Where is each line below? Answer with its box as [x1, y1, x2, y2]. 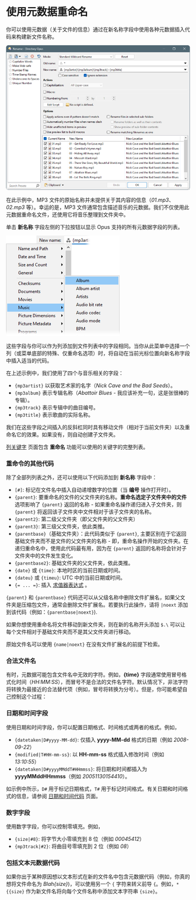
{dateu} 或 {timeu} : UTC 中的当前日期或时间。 [14, 574, 126, 581]
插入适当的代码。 [10, 357, 52, 364]
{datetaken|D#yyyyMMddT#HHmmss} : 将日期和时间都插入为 [14, 765, 148, 772]
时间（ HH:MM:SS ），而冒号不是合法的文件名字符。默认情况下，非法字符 [16, 679, 188, 686]
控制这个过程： [10, 693, 47, 700]
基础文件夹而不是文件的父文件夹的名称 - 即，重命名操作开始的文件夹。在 [14, 537, 189, 545]
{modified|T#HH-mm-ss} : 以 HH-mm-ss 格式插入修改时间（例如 [14, 751, 164, 758]
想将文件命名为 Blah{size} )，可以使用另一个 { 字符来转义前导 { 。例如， [6, 881, 177, 888]
